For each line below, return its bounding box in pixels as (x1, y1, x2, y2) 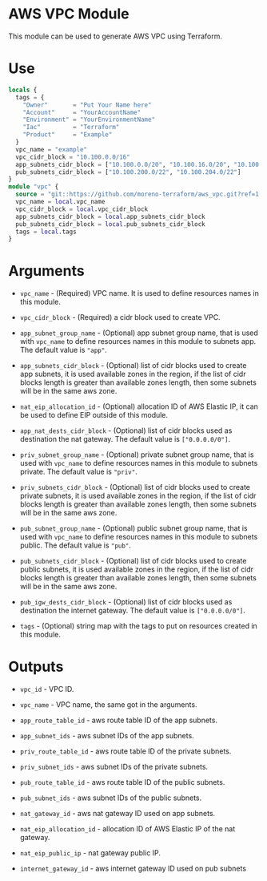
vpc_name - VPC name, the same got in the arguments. (19, 700, 197, 709)
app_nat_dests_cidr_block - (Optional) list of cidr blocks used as (19, 426, 233, 435)
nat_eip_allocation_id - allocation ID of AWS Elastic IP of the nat (19, 824, 236, 834)
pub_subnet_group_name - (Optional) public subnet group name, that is (19, 523, 248, 533)
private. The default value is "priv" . (19, 467, 137, 477)
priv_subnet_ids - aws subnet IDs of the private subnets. (19, 762, 209, 772)
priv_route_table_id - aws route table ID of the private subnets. (19, 746, 232, 756)
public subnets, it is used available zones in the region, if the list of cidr (19, 564, 254, 574)
